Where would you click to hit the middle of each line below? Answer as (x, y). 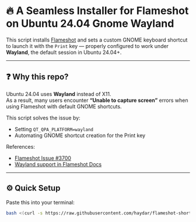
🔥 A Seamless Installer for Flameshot (97, 11)
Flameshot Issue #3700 (43, 158)
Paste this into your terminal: (40, 202)
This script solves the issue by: (43, 118)
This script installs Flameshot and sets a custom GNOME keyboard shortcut (97, 40)
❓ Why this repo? (37, 77)
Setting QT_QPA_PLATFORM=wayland (54, 129)
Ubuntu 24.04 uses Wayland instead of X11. (59, 94)
